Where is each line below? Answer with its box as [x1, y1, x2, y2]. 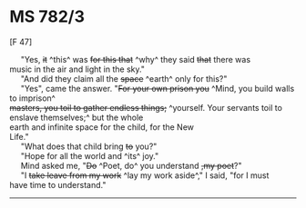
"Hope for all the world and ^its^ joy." [20, 150, 159, 161]
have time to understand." [9, 179, 107, 190]
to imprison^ [9, 93, 56, 104]
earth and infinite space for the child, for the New [9, 121, 194, 133]
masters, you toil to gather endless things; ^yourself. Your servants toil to [9, 102, 282, 113]
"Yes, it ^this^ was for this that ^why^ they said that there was [20, 54, 251, 64]
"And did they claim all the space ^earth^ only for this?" [20, 73, 228, 84]
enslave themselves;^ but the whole [9, 112, 144, 123]
